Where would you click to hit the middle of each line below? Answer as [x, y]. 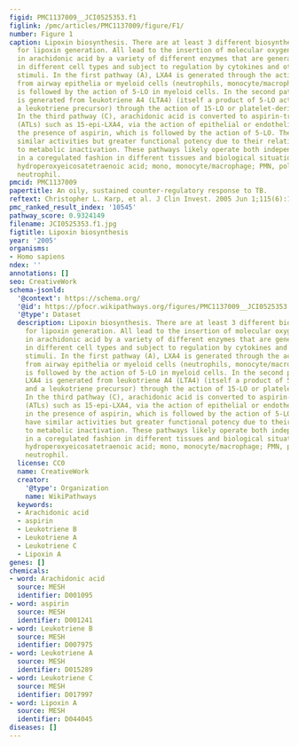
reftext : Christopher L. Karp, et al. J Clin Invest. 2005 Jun [129, 199]
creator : [33, 480]
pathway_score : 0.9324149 [57, 215]
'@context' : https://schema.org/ [79, 298]
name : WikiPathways [61, 496]
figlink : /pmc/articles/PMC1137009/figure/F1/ [97, 26]
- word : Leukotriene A [51, 654]
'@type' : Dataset [49, 315]
